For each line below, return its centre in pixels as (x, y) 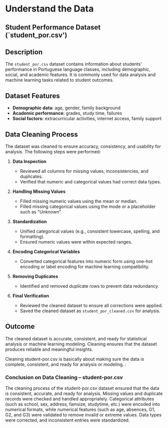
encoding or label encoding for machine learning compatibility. (85, 267)
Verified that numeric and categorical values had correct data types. (91, 182)
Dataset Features (33, 96)
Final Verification (31, 296)
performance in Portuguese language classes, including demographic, (78, 69)
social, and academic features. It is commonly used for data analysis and (80, 75)
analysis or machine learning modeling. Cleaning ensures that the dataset (81, 344)
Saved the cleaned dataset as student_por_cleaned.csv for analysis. (90, 311)
